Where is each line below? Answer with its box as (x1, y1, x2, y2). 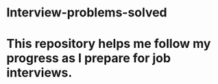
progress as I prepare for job (6, 51, 171, 66)
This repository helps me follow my (6, 36, 211, 52)
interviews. (6, 65, 73, 81)
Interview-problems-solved (6, 5, 167, 20)
